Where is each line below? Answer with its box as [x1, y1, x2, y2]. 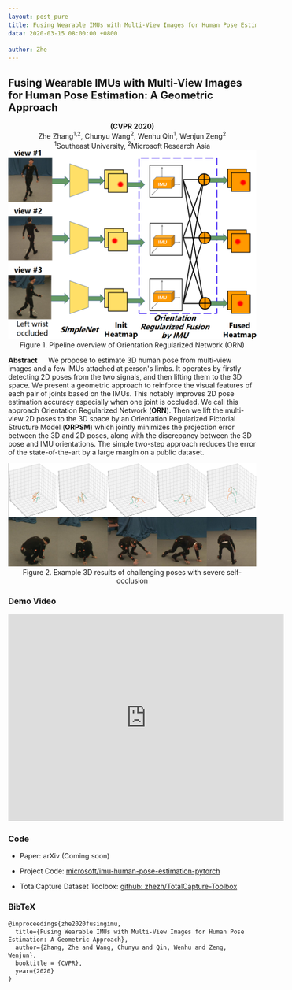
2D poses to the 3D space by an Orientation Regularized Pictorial [24, 414, 236, 424]
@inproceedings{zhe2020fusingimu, [8, 920, 122, 929]
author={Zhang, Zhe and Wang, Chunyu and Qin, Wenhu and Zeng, [15, 944, 227, 952]
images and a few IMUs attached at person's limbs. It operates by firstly [8, 364, 242, 373]
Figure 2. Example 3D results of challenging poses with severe [22, 568, 226, 577]
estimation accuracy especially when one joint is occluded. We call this [8, 398, 238, 407]
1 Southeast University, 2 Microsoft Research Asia [54, 139, 211, 150]
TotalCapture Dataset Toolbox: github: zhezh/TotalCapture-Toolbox [19, 881, 238, 891]
